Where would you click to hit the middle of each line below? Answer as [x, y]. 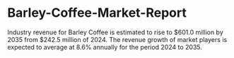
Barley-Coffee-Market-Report [97, 13]
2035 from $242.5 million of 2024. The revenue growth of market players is [117, 39]
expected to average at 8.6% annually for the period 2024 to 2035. [105, 47]
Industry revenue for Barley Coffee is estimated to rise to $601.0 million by [116, 32]
